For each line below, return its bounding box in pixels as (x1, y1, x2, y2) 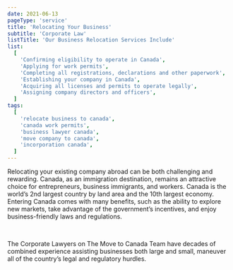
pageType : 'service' (7, 17, 68, 24)
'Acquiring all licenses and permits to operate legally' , (20, 82, 198, 90)
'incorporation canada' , (20, 142, 93, 149)
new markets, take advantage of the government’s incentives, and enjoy (7, 205, 217, 213)
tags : (7, 102, 23, 109)
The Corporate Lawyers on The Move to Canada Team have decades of (7, 240, 216, 247)
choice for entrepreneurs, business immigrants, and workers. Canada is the (7, 183, 227, 190)
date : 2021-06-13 (7, 10, 59, 18)
